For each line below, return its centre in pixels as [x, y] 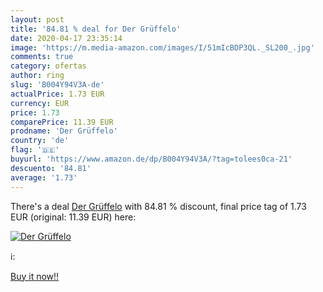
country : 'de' [40, 141]
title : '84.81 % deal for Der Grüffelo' [96, 29]
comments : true [42, 57]
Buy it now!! [35, 276]
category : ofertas [48, 66]
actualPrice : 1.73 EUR [57, 94]
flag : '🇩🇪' [35, 150]
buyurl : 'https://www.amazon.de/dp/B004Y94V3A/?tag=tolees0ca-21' [151, 159]
